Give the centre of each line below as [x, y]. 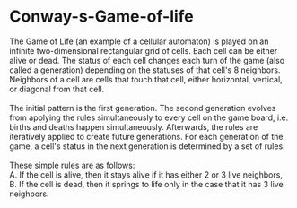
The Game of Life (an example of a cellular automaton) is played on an [139, 41]
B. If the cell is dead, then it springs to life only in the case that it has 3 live [147, 184]
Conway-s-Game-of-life [102, 17]
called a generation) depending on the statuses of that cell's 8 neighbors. [145, 70]
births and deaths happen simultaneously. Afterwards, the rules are [134, 126]
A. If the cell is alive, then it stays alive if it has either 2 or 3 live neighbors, [146, 174]
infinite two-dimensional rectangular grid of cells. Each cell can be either [144, 50]
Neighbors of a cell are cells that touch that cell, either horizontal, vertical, [146, 79]
